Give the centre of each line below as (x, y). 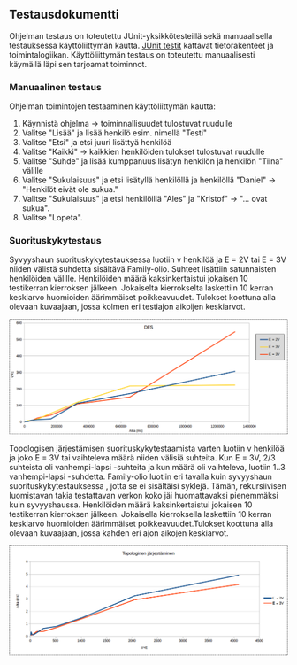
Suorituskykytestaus (55, 241)
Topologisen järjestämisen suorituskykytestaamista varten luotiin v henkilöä (147, 448)
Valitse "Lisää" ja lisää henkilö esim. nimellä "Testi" (114, 133)
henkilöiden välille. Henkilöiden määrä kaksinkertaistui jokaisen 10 (129, 279)
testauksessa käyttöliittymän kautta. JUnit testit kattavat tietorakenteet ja (141, 45)
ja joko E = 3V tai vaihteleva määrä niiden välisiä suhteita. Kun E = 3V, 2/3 (142, 457)
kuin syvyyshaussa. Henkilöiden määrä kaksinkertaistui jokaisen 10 (131, 505)
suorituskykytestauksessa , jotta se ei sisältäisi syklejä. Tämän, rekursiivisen (148, 485)
